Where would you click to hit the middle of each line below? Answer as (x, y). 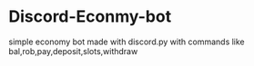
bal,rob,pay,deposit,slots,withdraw (73, 51)
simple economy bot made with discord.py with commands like (127, 42)
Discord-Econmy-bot (90, 17)
